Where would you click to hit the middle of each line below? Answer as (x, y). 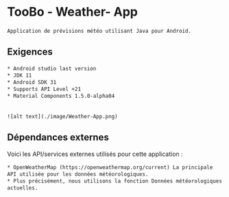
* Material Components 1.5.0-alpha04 (61, 96)
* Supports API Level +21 (44, 89)
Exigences (30, 52)
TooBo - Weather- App (73, 12)
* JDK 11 (20, 75)
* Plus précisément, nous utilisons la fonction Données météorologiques (115, 181)
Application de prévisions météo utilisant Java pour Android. (99, 31)
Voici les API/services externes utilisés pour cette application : (95, 154)
